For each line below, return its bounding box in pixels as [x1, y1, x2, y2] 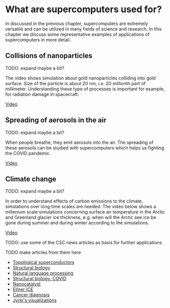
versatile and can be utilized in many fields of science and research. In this [5, 25, 162, 32]
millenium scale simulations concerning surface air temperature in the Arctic [5, 209, 165, 215]
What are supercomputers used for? [5, 4, 162, 15]
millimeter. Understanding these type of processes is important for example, [5, 86, 165, 92]
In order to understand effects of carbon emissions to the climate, [5, 198, 144, 204]
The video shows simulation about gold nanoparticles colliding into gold [5, 75, 156, 81]
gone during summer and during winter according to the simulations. [5, 220, 149, 226]
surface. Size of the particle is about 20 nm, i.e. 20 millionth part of [5, 80, 146, 86]
